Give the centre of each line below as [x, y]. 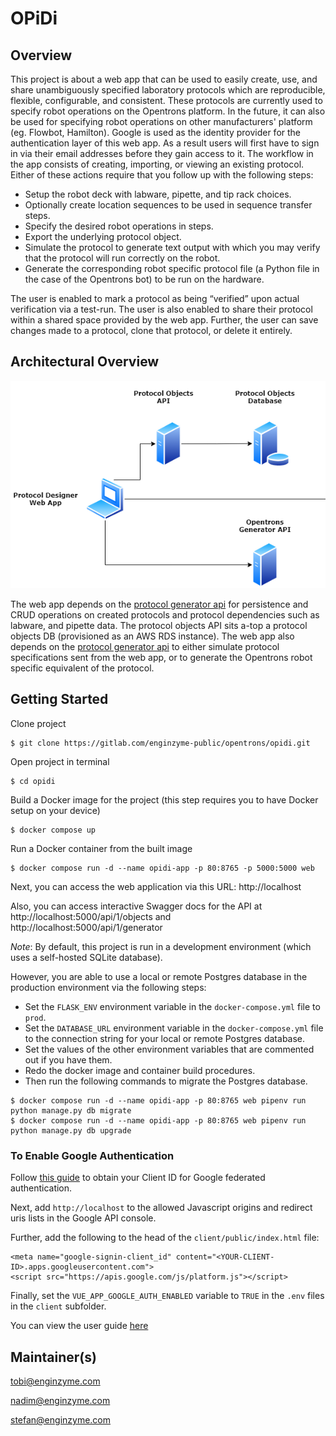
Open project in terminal [60, 761]
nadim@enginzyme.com [60, 1400]
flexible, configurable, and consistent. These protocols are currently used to [166, 100]
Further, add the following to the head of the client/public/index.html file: [165, 1238]
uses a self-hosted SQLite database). [86, 957]
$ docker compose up [53, 830]
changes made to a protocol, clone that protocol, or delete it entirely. [151, 330]
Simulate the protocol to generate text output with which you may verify [172, 247]
